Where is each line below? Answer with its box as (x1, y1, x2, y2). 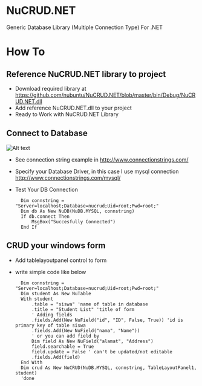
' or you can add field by (31, 333, 100, 339)
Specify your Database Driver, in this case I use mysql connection (15, 168, 179, 175)
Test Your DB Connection (15, 186, 79, 193)
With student (21, 296, 54, 302)
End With (21, 359, 43, 365)
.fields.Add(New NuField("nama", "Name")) (31, 327, 140, 333)
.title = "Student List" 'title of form (31, 306, 135, 312)
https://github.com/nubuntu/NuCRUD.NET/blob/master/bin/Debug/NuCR (15, 91, 196, 99)
